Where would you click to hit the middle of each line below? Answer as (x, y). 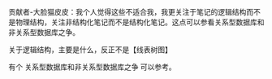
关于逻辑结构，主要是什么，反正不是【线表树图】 (90, 50)
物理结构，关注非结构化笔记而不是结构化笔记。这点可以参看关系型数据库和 (140, 22)
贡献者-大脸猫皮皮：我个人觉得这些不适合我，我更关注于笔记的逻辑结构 (127, 12)
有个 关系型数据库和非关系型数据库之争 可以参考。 (92, 67)
